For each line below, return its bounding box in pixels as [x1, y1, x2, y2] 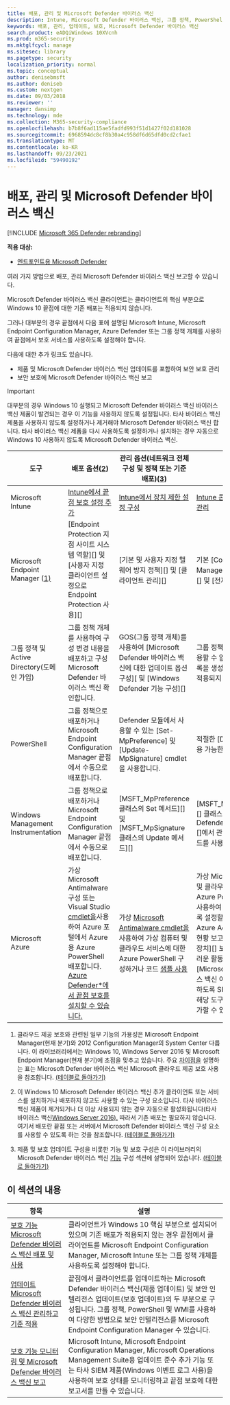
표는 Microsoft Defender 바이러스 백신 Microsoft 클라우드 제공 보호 [24, 1064, 207, 1072]
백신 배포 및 [18, 1249, 55, 1259]
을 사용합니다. [118, 763, 161, 772]
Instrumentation [10, 827, 62, 837]
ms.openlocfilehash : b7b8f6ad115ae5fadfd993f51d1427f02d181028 [7, 125, 192, 132]
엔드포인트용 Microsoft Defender [16, 257, 107, 265]
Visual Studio [68, 901, 111, 911]
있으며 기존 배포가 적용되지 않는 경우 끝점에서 [68, 1229, 206, 1239]
